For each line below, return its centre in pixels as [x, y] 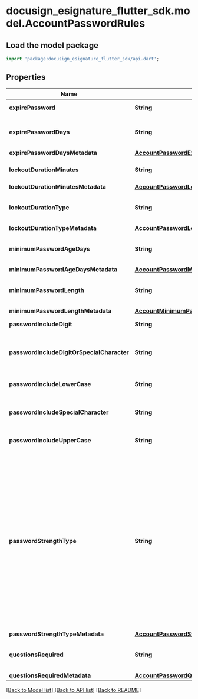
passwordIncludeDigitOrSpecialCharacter [69, 352]
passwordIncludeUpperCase [50, 440]
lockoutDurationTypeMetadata [53, 228]
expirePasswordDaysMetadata [53, 153]
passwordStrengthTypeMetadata [57, 634]
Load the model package [52, 45]
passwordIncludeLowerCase [50, 384]
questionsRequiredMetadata [50, 675]
